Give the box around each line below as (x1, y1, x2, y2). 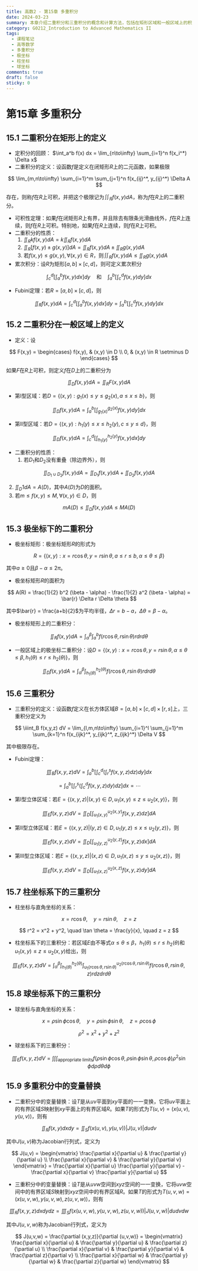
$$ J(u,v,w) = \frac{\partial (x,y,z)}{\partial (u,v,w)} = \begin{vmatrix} (15, 1233, 183, 1240)
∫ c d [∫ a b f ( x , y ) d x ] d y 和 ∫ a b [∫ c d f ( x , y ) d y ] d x (46, 273, 152, 281)
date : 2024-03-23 (6, 14, 49, 20)
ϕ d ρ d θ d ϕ (87, 1062, 111, 1069)
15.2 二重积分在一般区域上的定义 (6, 320, 124, 330)
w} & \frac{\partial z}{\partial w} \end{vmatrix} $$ (49, 1258, 170, 1265)
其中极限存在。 (6, 743, 42, 750)
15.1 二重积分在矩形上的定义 (6, 132, 107, 142)
